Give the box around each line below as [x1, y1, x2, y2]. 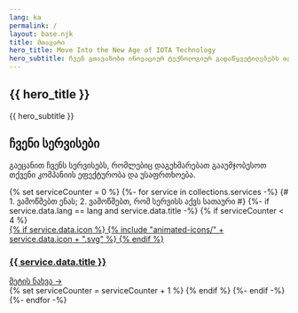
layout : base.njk [9, 29, 74, 38]
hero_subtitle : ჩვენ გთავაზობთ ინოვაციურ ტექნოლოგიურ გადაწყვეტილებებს [9, 54, 279, 63]
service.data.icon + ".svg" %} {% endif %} [9, 233, 164, 244]
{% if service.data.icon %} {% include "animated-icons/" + [9, 223, 224, 235]
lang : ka [9, 12, 42, 22]
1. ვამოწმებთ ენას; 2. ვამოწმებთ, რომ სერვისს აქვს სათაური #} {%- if [9, 196, 271, 207]
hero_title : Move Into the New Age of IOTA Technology [9, 46, 216, 55]
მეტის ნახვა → [9, 276, 63, 286]
